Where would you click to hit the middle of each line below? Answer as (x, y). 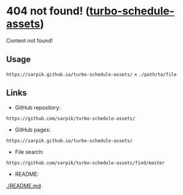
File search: (29, 152)
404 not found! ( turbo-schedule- (90, 11)
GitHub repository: (38, 107)
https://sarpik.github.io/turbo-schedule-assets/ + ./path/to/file (91, 74)
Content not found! (29, 40)
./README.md (24, 185)
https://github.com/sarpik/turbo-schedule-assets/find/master (85, 163)
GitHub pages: (33, 129)
